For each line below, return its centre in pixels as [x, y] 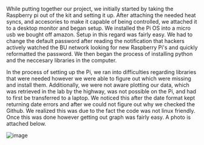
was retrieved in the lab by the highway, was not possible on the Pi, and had [101, 91]
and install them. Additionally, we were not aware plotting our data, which [98, 85]
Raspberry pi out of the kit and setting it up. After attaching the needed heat [101, 15]
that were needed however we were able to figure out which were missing [99, 79]
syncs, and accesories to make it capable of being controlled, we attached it [102, 22]
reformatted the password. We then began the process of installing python [100, 54]
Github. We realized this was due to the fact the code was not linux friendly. [101, 111]
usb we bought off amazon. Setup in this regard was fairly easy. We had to [100, 35]
